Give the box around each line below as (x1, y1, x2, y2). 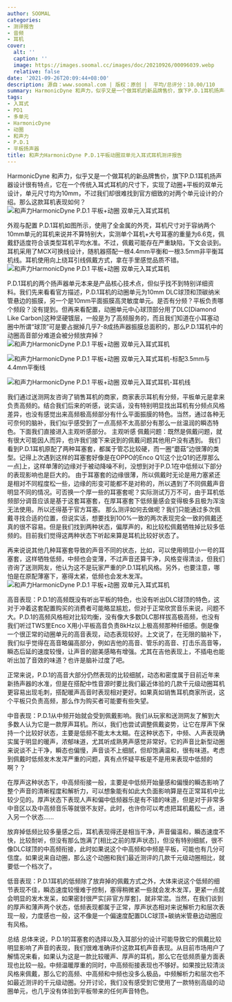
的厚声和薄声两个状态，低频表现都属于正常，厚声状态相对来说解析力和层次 (7, 902, 219, 911)
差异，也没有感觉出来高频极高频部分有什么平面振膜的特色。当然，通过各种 (7, 410, 219, 418)
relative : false (13, 68, 60, 75)
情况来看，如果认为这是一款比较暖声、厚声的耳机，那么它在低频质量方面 (12, 952, 219, 960)
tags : (7, 94, 23, 101)
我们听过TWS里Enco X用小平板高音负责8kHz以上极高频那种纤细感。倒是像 (7, 621, 220, 629)
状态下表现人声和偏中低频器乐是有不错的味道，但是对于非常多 (49, 795, 225, 804)
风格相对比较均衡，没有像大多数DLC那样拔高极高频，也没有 (50, 613, 220, 621)
